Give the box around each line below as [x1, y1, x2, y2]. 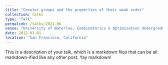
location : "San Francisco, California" [5, 35, 88, 40]
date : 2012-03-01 [5, 30, 41, 35]
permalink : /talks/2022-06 [5, 21, 61, 26]
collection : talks [5, 12, 43, 17]
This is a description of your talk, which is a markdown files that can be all [5, 48, 157, 55]
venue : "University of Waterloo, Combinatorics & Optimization [5, 26, 140, 31]
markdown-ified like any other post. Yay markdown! [5, 54, 111, 60]
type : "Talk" [5, 16, 32, 21]
